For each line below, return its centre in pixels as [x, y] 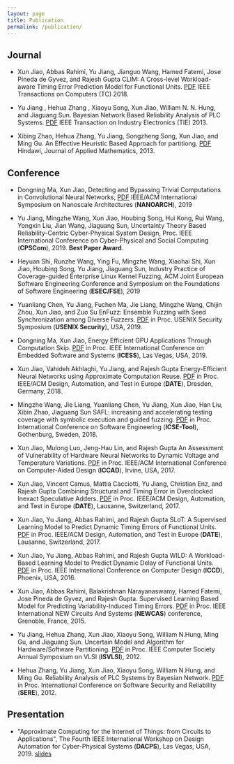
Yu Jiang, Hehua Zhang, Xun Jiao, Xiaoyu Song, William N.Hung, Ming [118, 634]
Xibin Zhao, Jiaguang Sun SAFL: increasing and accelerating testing [115, 412]
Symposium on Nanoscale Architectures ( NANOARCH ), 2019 [105, 204]
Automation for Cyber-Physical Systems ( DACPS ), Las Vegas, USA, [114, 746]
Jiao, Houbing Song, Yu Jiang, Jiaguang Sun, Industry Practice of [111, 269]
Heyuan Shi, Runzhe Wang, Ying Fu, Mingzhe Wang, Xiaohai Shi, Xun [116, 261]
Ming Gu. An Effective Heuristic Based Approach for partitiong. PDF [114, 143]
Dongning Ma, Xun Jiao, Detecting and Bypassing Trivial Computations [119, 190]
